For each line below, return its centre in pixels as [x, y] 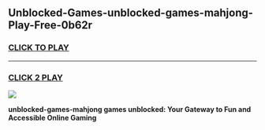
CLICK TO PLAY [39, 48]
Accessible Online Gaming [52, 117]
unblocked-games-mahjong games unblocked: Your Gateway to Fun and [130, 109]
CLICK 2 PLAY [35, 77]
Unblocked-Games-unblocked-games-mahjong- [131, 13]
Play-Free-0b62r [50, 26]
